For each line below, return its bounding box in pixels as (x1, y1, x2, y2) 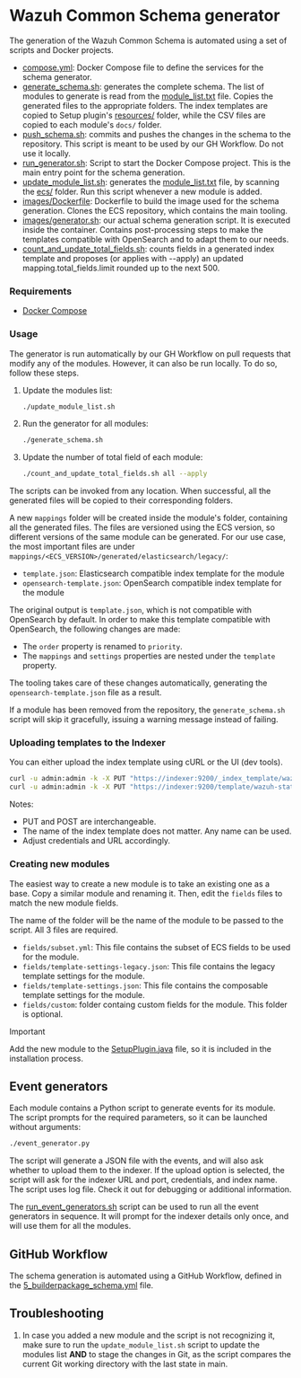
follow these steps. (9, 367, 79, 378)
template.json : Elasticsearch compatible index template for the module (21, 568, 285, 579)
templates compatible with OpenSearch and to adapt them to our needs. (21, 234, 289, 244)
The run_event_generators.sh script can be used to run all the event (9, 1201, 260, 1213)
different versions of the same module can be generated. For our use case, (9, 532, 287, 543)
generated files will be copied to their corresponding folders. (9, 495, 233, 506)
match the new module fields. (9, 897, 119, 908)
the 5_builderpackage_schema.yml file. (9, 1280, 154, 1290)
